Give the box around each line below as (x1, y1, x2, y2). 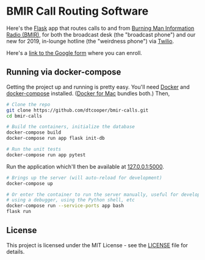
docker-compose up (6, 180, 53, 187)
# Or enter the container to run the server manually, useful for (6, 191, 179, 198)
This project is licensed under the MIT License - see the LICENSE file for (6, 241, 188, 248)
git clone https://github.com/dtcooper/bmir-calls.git (6, 107, 149, 114)
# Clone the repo (6, 101, 51, 107)
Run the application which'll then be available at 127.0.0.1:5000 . (6, 163, 165, 170)
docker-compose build (6, 129, 62, 135)
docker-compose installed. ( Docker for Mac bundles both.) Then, (6, 90, 170, 97)
